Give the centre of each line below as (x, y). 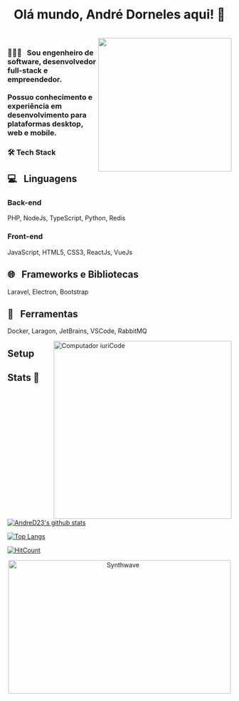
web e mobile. (32, 132)
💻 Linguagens (42, 179)
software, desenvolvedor (52, 61)
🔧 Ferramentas (43, 313)
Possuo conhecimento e (50, 97)
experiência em (35, 106)
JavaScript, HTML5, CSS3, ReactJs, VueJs (70, 252)
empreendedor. (35, 79)
